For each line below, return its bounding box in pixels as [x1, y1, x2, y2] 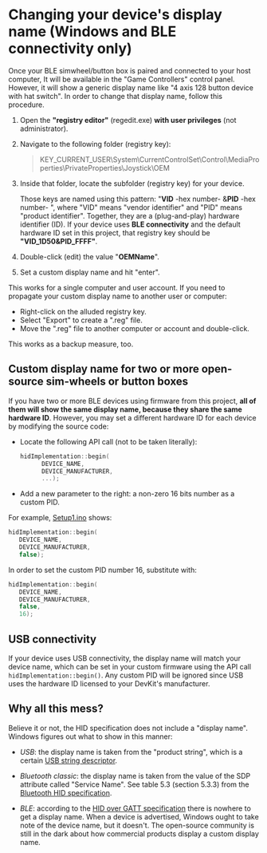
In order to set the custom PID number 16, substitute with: [8, 565, 197, 575]
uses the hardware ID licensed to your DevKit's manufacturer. [8, 678, 210, 688]
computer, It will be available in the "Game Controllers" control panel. [8, 74, 235, 84]
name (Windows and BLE [8, 22, 177, 41]
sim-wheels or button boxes [45, 375, 189, 389]
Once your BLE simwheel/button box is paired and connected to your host [8, 65, 251, 75]
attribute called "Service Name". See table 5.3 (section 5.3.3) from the [19, 780, 249, 789]
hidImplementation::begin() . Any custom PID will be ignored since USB [8, 670, 244, 680]
